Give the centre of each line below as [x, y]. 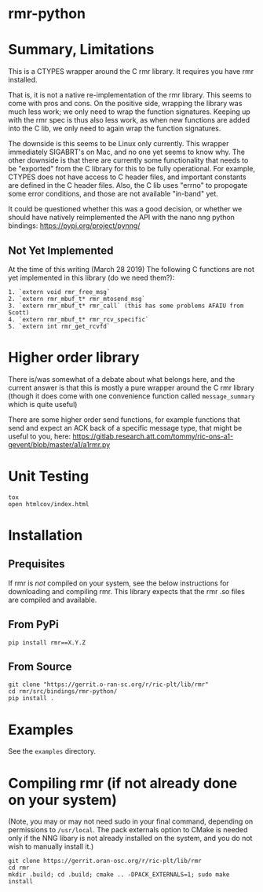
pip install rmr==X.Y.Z [47, 642]
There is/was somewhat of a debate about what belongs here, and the [122, 379]
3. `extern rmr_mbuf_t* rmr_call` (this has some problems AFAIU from [126, 306]
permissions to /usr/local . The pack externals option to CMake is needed [128, 830]
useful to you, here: [40, 436]
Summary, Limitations [81, 50]
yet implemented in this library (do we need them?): [91, 277]
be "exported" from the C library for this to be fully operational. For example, [132, 169]
